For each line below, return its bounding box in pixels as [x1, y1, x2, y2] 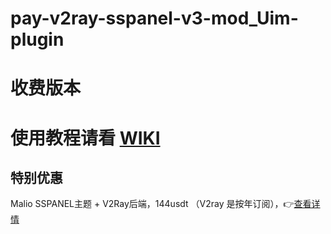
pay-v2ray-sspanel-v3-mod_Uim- [10, 7, 299, 30]
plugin [10, 28, 65, 51]
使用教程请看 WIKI [10, 127, 161, 149]
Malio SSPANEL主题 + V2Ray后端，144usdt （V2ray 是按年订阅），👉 [10, 198, 295, 210]
